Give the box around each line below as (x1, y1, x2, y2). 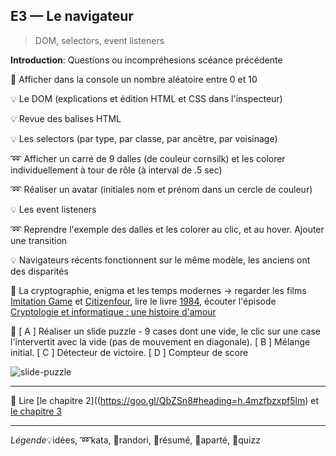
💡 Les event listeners (10, 203, 97, 215)
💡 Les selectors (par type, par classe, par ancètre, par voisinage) (10, 132, 278, 144)
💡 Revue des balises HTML (10, 112, 122, 124)
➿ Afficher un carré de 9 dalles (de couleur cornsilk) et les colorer (10, 152, 286, 164)
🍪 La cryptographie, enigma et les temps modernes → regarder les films (10, 284, 307, 296)
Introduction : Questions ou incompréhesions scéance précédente (10, 54, 283, 66)
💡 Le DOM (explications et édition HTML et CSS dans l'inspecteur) (10, 92, 283, 104)
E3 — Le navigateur (10, 8, 134, 25)
